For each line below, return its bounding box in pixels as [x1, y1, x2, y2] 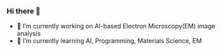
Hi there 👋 [6, 6, 41, 16]
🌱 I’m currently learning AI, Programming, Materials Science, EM [16, 37, 202, 45]
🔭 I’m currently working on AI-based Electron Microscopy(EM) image [16, 22, 216, 31]
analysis [16, 29, 41, 37]
